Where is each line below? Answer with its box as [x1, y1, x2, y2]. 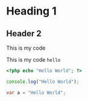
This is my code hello [6, 56, 61, 63]
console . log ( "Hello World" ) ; [6, 79, 80, 85]
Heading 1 [6, 4, 57, 18]
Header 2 [6, 28, 42, 39]
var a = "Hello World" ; [6, 90, 66, 96]
